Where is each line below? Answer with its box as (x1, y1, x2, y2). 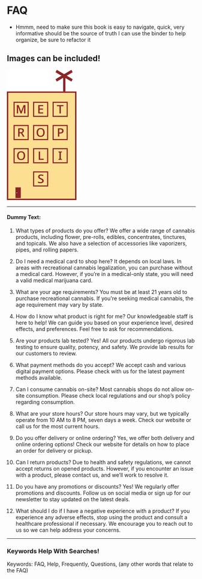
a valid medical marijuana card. (15, 277, 93, 284)
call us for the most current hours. (15, 423, 100, 430)
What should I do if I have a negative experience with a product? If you (15, 507, 190, 514)
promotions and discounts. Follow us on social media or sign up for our (15, 489, 191, 496)
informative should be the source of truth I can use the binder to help (15, 29, 186, 37)
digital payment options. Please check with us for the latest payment (15, 368, 185, 375)
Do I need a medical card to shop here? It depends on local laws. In (15, 257, 182, 265)
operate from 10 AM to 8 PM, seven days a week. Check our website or (15, 416, 191, 423)
